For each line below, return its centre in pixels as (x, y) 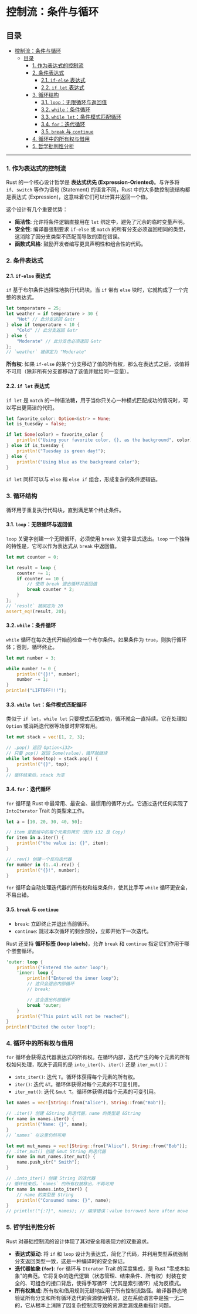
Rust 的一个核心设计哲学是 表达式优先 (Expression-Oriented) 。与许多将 (93, 182)
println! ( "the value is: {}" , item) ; (63, 843)
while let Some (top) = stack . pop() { (52, 758)
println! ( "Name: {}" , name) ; (52, 1125)
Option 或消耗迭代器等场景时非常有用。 (53, 726)
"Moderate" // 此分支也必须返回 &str (59, 341)
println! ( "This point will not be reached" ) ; (73, 1016)
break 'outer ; (44, 1005)
